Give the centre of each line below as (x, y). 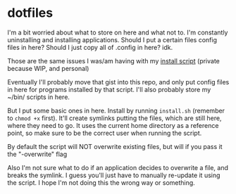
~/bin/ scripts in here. (39, 97)
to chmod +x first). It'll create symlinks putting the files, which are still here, (114, 118)
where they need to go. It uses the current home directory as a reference (113, 125)
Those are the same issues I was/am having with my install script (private (114, 60)
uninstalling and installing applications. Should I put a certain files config (112, 39)
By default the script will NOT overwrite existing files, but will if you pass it (115, 146)
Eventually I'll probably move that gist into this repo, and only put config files (118, 82)
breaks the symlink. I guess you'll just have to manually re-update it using (114, 175)
